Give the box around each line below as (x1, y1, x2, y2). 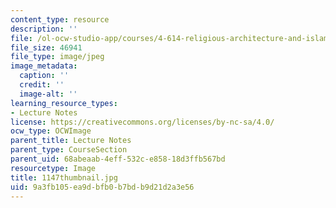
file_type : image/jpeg (10, 52, 105, 62)
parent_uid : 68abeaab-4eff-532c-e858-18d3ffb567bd (10, 154, 226, 164)
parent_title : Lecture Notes (10, 136, 132, 146)
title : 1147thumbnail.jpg (10, 172, 118, 183)
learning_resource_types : (10, 98, 118, 108)
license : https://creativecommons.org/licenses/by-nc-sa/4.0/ (10, 117, 275, 127)
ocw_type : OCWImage (10, 126, 92, 136)
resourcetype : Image (10, 163, 97, 173)
